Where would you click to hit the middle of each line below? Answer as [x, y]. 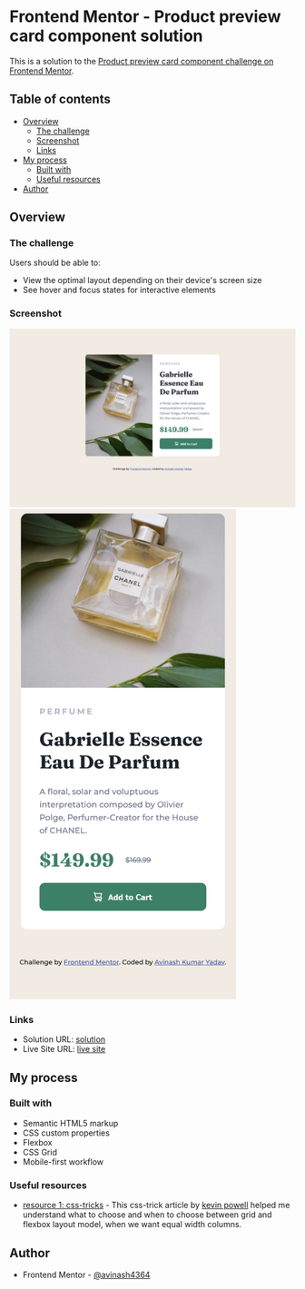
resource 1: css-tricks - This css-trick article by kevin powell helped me [156, 1205]
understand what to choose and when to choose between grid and [147, 1215]
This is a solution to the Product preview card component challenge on [142, 61]
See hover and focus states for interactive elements [119, 290]
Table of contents [60, 99]
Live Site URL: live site [64, 1049]
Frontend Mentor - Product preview [145, 17]
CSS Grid [39, 1152]
